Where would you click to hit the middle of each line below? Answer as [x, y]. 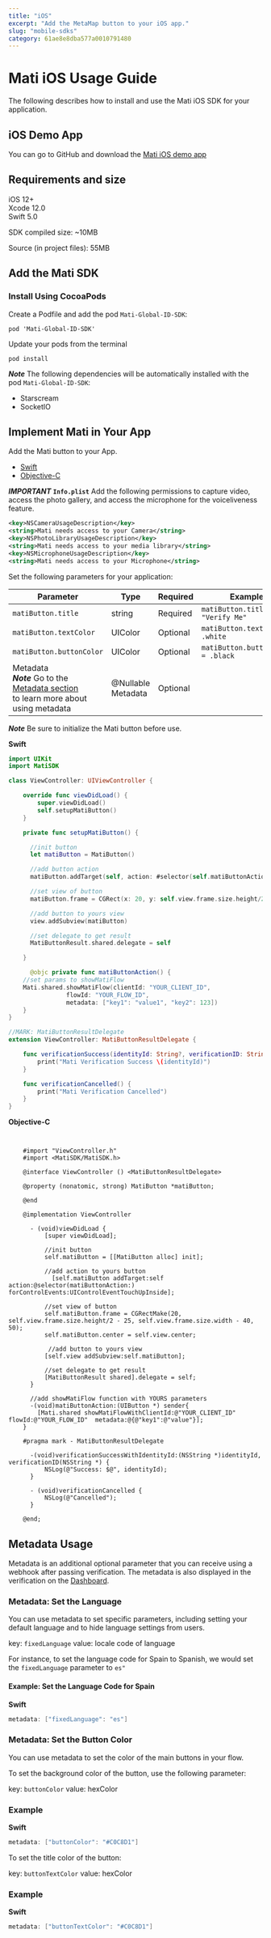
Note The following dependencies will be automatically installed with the [129, 374]
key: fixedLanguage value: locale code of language [92, 1643]
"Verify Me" [224, 617]
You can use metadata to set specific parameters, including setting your [128, 1619]
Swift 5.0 [23, 216]
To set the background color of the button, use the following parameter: [127, 1773]
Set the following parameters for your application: [91, 576]
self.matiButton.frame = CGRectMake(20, [113, 1314]
